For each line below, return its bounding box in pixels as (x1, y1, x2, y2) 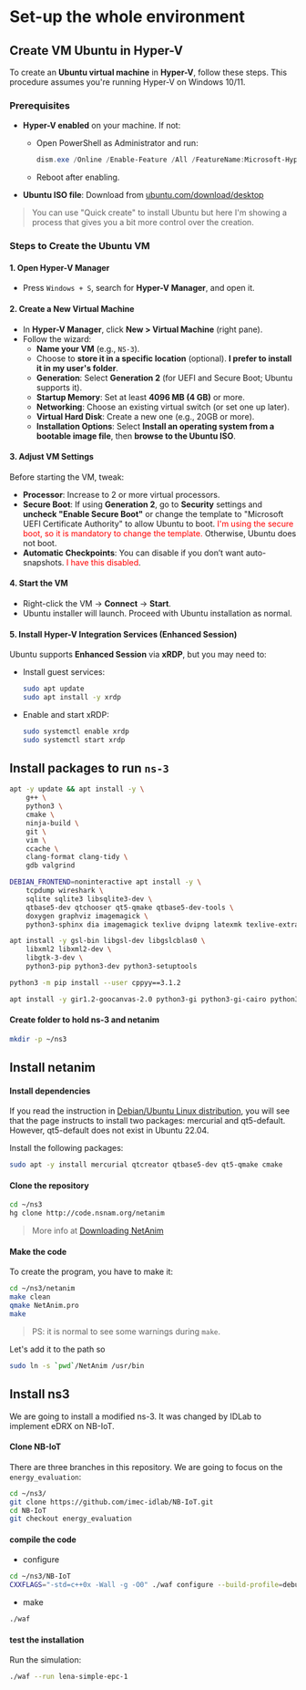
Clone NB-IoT (9, 1441, 62, 1452)
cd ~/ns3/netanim (9, 1284, 76, 1293)
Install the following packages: (9, 1143, 124, 1154)
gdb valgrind (25, 861, 76, 870)
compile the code (9, 1534, 77, 1545)
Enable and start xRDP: (22, 709, 109, 720)
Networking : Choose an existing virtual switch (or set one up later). (36, 401, 290, 412)
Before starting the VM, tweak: (9, 472, 125, 482)
